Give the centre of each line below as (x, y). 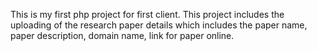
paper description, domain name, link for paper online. (122, 35)
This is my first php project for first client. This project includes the (147, 14)
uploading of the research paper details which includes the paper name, (159, 25)
